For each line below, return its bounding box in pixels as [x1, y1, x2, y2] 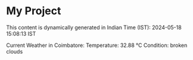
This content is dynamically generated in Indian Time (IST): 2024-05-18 [6, 24, 182, 31]
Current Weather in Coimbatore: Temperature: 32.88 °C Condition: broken [6, 42, 188, 49]
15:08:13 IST [6, 30, 36, 37]
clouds [6, 48, 23, 55]
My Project [6, 4, 61, 18]
